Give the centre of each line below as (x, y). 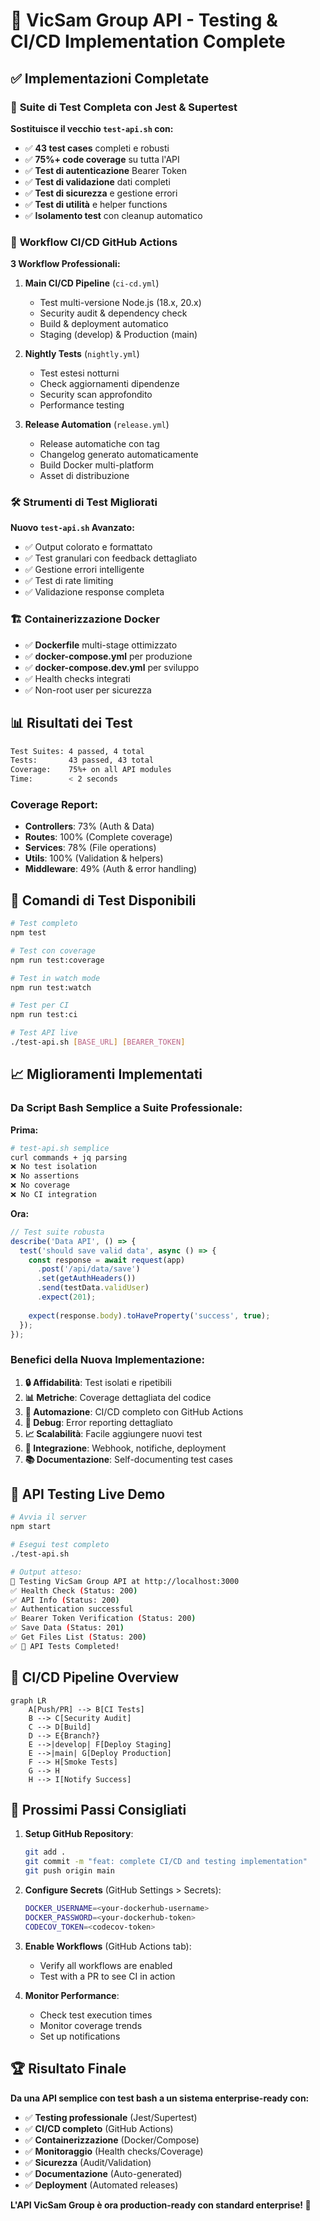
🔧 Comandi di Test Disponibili (103, 900)
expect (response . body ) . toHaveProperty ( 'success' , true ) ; (149, 1315)
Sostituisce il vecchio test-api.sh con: (92, 128)
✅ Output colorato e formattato (88, 547)
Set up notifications (80, 2036)
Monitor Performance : (72, 1995)
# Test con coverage (53, 950)
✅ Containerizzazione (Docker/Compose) (112, 2140)
